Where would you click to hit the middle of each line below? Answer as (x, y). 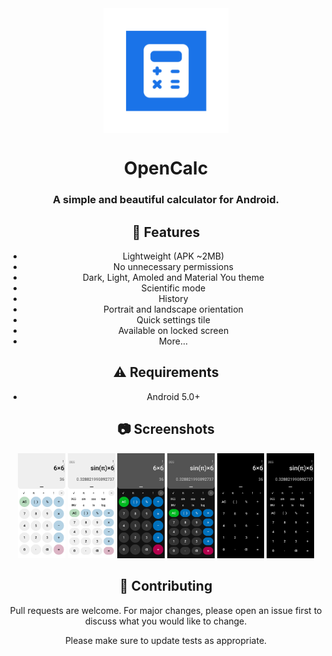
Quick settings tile (173, 319)
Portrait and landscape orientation (173, 309)
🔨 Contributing (166, 586)
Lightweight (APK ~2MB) (173, 256)
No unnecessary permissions (173, 266)
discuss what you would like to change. (166, 621)
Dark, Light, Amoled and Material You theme (173, 277)
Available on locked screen (173, 330)
